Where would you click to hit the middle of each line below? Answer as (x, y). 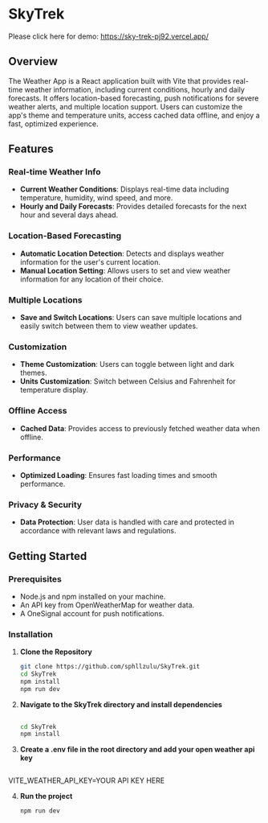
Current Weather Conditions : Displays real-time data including (124, 189)
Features (31, 149)
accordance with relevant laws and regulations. (98, 531)
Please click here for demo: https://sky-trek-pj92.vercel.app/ (108, 36)
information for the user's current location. (90, 261)
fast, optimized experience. (53, 123)
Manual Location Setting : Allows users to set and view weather (125, 270)
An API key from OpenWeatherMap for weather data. (107, 605)
